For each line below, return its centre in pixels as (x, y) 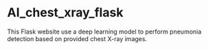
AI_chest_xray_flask (65, 13)
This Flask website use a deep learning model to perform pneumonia (104, 32)
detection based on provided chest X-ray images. (77, 38)
